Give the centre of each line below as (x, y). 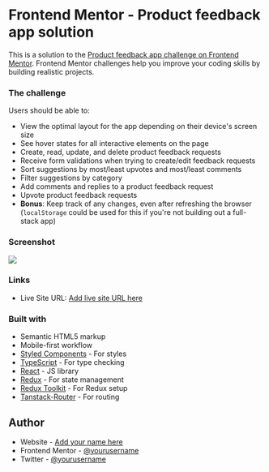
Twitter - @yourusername (63, 459)
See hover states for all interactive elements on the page (114, 144)
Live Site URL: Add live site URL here (81, 298)
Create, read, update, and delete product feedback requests (120, 152)
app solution (51, 32)
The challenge (37, 92)
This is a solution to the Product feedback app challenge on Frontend (124, 54)
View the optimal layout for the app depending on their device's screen (139, 127)
